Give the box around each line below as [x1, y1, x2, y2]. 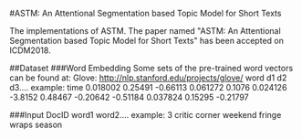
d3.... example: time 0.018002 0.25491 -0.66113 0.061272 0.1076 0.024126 [9, 82, 287, 92]
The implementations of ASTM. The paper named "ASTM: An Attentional [9, 26, 281, 36]
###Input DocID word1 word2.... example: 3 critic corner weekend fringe [9, 110, 282, 120]
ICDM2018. [9, 45, 52, 56]
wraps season [9, 119, 63, 130]
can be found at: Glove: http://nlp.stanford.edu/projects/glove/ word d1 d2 [9, 72, 287, 83]
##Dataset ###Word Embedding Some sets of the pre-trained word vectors [9, 63, 294, 73]
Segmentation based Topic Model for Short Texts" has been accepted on [9, 36, 285, 46]
